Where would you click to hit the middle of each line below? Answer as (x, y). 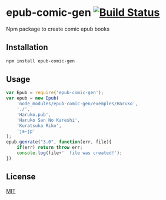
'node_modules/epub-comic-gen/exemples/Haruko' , (77, 104)
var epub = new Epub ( (33, 98)
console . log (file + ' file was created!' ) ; (69, 153)
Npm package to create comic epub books (58, 29)
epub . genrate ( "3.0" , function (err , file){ (59, 142)
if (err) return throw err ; (50, 148)
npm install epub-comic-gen (41, 61)
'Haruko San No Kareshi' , (49, 120)
